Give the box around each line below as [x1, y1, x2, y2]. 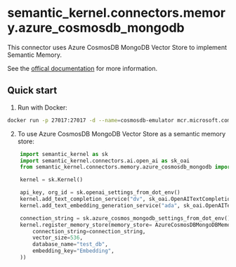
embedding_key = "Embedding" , [32, 247, 114, 254]
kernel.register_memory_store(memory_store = [20, 221, 152, 228]
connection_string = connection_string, [32, 228, 146, 235]
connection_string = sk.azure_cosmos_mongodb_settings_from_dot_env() [20, 214, 231, 222]
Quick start [7, 84, 58, 96]
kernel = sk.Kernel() [20, 176, 83, 183]
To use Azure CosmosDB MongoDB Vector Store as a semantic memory [17, 129, 226, 138]
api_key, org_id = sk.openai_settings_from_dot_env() [20, 189, 181, 196]
